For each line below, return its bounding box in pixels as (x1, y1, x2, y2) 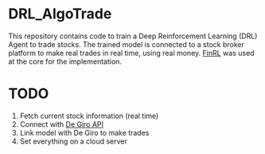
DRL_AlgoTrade (8, 5, 112, 23)
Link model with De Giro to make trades (19, 128, 150, 137)
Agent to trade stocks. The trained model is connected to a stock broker (8, 39, 244, 49)
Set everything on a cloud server (19, 136, 127, 146)
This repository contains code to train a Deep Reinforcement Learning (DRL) (8, 31, 258, 41)
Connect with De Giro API (19, 119, 104, 128)
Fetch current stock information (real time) (19, 111, 159, 120)
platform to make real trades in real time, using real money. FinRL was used (8, 48, 255, 57)
